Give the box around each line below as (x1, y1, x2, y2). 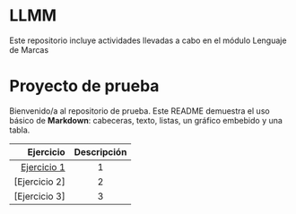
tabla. (9, 124, 30, 135)
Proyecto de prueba (9, 76, 160, 97)
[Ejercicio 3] (13, 190, 65, 202)
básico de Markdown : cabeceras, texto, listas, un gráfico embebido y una (9, 115, 283, 125)
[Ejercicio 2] (13, 175, 65, 188)
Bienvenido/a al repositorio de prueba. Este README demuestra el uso (9, 105, 271, 116)
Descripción (74, 145, 127, 158)
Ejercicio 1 (21, 160, 65, 173)
